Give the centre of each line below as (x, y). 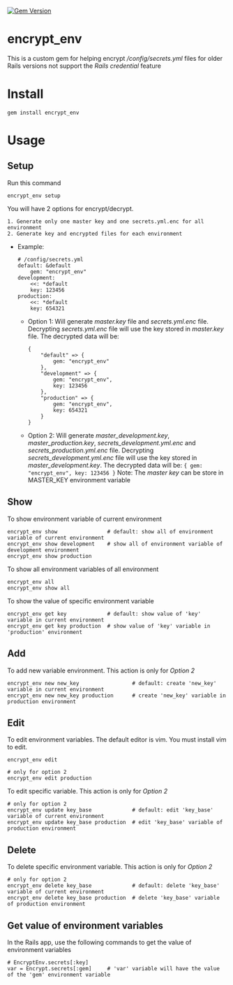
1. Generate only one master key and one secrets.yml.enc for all (106, 221)
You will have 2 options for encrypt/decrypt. (70, 208)
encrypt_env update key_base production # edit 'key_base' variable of (115, 822)
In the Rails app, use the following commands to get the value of (99, 942)
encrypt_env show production (50, 556)
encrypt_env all (31, 582)
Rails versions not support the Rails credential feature (84, 66)
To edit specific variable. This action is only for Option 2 (88, 791)
